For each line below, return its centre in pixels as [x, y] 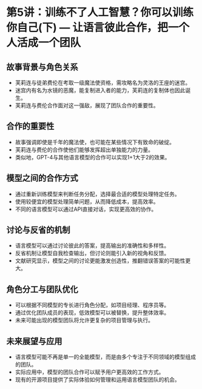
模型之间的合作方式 [42, 178]
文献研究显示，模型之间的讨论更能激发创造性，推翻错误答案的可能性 [100, 261]
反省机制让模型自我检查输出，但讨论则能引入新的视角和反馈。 [92, 253]
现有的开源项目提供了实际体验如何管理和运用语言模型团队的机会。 [97, 380]
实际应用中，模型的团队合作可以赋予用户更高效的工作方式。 [89, 372]
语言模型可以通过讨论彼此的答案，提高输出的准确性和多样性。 [92, 245]
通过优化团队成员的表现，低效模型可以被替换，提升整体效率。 [92, 313]
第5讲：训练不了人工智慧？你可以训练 [100, 12]
